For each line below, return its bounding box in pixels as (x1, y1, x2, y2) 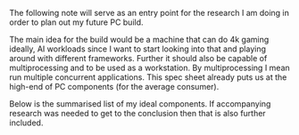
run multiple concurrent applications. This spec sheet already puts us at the (9, 72, 287, 83)
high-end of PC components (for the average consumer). (9, 82, 220, 91)
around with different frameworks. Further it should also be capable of (9, 53, 268, 63)
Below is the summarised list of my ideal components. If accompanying (9, 99, 271, 109)
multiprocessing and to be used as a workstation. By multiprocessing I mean (9, 62, 290, 73)
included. (9, 117, 44, 128)
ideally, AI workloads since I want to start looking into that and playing (9, 44, 266, 54)
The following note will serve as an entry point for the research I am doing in (9, 8, 290, 18)
